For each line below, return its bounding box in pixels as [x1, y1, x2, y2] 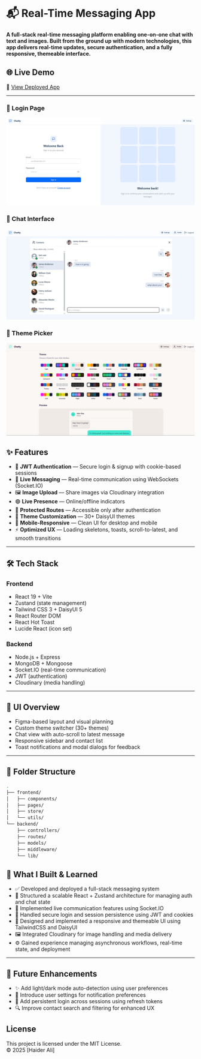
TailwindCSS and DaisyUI [14, 924, 78, 931]
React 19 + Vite [14, 593, 53, 601]
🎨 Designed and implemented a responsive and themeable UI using [14, 917, 181, 925]
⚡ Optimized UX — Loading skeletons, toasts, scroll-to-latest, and [14, 526, 178, 533]
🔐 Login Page [6, 104, 45, 112]
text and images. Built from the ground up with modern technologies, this [6, 37, 192, 44]
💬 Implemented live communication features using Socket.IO [14, 905, 164, 912]
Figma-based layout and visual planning [14, 718, 114, 725]
